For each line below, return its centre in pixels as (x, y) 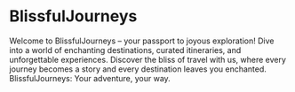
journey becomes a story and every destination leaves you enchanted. (138, 69)
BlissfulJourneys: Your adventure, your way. (90, 78)
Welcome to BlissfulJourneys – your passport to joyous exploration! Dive (142, 41)
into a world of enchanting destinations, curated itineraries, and (125, 50)
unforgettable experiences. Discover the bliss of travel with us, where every (148, 59)
